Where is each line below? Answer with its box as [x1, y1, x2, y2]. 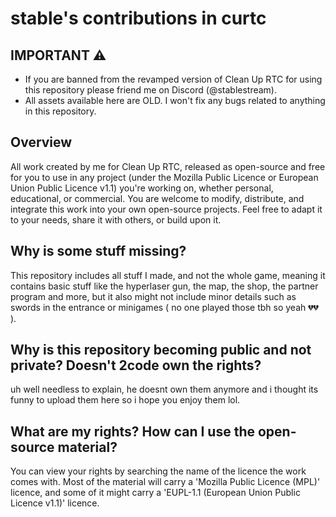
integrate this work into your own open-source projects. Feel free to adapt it [10, 203, 323, 215]
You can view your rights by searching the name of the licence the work [10, 465, 307, 477]
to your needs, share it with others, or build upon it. [10, 213, 222, 226]
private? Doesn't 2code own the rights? [10, 357, 262, 374]
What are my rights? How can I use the [10, 423, 255, 440]
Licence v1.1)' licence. [10, 497, 100, 509]
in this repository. [24, 105, 97, 117]
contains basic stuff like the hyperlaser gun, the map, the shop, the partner [10, 280, 319, 292]
